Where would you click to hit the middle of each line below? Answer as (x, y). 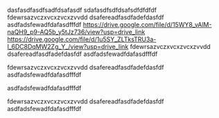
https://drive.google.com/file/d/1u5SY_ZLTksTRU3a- (82, 39)
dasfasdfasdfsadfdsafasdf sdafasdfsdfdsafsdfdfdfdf (82, 10)
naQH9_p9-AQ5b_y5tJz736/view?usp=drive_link (76, 32)
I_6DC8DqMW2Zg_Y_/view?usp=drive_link (68, 47)
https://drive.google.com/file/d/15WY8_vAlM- (147, 24)
